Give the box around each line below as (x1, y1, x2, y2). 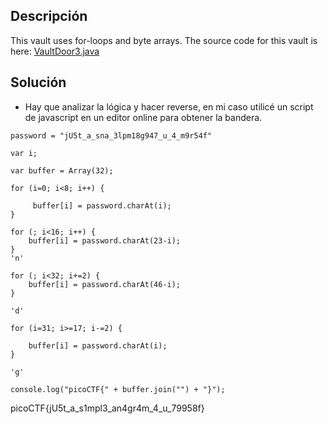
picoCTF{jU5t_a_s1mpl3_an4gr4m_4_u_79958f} (10, 402, 205, 414)
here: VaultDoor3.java (10, 45, 100, 57)
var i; (10, 148, 38, 158)
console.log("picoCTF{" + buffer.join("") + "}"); (10, 384, 226, 394)
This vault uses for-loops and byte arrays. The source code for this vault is (10, 34, 318, 46)
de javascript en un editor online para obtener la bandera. (24, 111, 263, 123)
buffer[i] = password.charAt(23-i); (28, 235, 182, 246)
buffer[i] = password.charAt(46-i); (28, 279, 182, 289)
